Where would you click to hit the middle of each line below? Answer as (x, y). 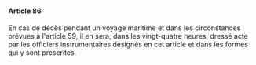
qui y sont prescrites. (42, 53)
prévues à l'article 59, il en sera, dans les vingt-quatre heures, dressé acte (128, 36)
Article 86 (25, 11)
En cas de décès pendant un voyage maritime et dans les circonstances (124, 28)
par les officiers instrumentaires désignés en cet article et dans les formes (128, 44)
